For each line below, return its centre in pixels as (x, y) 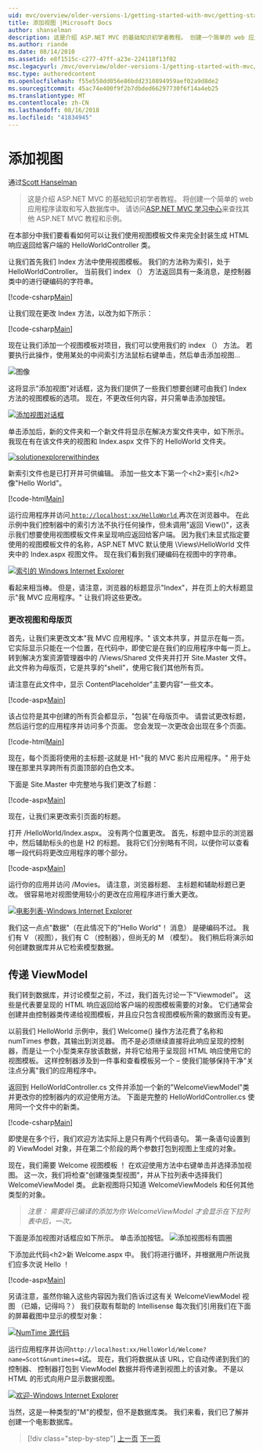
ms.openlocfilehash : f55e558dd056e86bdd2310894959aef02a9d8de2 (113, 81)
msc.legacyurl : (33, 67)
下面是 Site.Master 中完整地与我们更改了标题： (83, 784)
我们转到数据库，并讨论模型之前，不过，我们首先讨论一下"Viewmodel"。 (125, 995)
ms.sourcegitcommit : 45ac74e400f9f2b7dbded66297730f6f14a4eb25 (113, 88)
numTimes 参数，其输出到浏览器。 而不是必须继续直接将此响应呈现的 (119, 1040)
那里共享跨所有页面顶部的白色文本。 (80, 768)
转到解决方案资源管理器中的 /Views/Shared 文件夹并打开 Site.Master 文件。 (130, 658)
